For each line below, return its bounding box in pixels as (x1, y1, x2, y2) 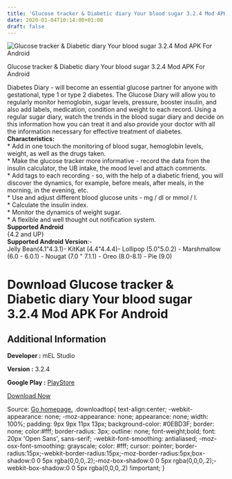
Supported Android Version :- (7, 238, 93, 246)
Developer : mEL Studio (7, 352, 75, 360)
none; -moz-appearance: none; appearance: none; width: (44, 413, 209, 421)
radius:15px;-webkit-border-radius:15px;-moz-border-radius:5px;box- (7, 449, 206, 458)
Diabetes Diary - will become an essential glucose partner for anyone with (7, 84, 218, 92)
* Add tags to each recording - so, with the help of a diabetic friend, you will (7, 171, 224, 180)
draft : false (7, 23, 45, 30)
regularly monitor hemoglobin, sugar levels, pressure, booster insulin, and (7, 98, 217, 106)
